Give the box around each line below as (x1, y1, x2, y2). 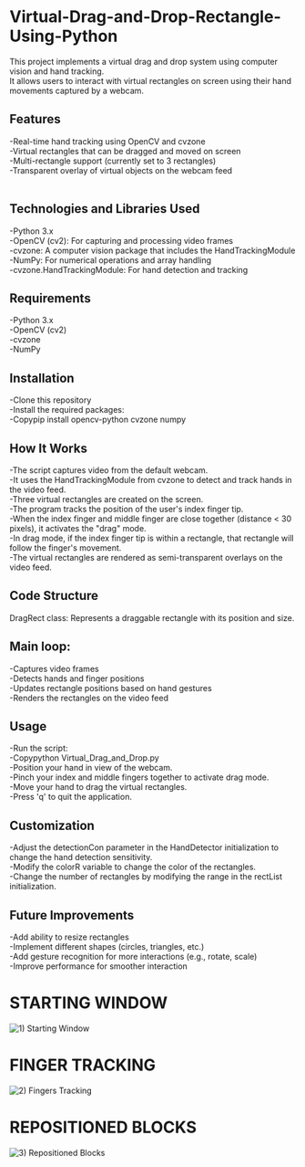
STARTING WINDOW (9, 993, 168, 1014)
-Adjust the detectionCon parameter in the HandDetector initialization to (9, 842, 280, 853)
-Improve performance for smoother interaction (9, 961, 188, 972)
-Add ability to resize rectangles (9, 931, 129, 942)
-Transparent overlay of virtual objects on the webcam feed (9, 164, 233, 175)
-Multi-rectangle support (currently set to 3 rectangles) (9, 155, 217, 166)
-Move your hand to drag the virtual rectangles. (9, 782, 188, 793)
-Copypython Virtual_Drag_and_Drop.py (9, 752, 159, 763)
